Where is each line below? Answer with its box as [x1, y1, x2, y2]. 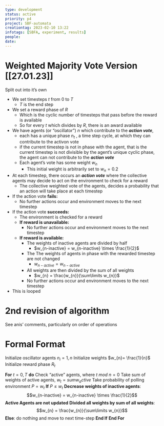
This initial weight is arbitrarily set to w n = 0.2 [26, 166, 119, 173]
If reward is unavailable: [19, 219, 69, 225]
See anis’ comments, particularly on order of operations [5, 321, 117, 327]
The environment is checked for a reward [19, 214, 102, 220]
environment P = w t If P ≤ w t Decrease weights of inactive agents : [5, 383, 142, 390]
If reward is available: [19, 235, 64, 241]
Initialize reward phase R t [5, 361, 56, 368]
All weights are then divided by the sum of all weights [26, 267, 134, 273]
